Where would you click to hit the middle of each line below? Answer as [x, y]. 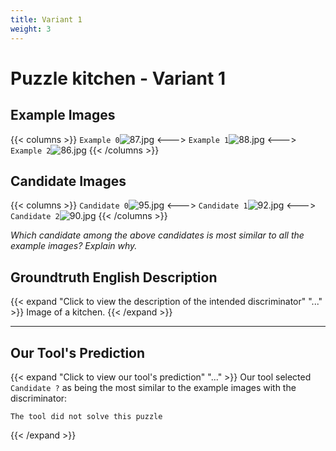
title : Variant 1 [46, 19]
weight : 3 [31, 29]
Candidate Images [68, 181]
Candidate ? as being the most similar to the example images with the [153, 387]
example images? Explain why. [74, 246]
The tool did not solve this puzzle [86, 416]
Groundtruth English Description [114, 277]
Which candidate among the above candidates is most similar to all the [157, 235]
